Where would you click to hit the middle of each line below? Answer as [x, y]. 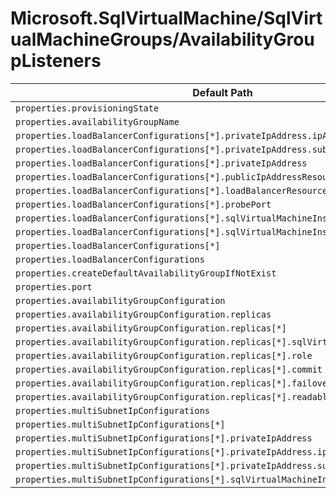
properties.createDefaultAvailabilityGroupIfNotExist [146, 273]
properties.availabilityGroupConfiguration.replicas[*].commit [169, 369]
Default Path [222, 92]
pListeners [56, 61]
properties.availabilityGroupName [97, 121]
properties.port [54, 286]
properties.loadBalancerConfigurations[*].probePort [143, 204]
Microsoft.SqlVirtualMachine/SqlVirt [166, 18]
